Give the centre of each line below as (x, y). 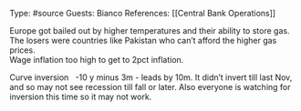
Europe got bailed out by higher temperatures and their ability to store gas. (150, 30)
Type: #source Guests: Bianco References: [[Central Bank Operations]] (143, 13)
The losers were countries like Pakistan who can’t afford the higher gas (143, 40)
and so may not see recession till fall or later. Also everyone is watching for (150, 87)
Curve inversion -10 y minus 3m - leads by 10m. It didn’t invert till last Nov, (151, 77)
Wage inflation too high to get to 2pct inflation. (97, 60)
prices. (22, 50)
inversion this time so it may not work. (81, 96)
